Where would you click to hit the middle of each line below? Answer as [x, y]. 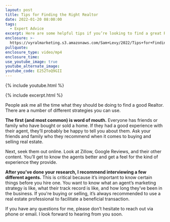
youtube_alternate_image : [32, 66]
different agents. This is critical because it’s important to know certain [79, 177]
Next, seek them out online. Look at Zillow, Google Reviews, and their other [83, 151]
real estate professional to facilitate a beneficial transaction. [68, 199]
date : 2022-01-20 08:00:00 [34, 19]
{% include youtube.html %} [35, 85]
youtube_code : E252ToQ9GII [34, 71]
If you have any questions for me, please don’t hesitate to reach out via [79, 209]
